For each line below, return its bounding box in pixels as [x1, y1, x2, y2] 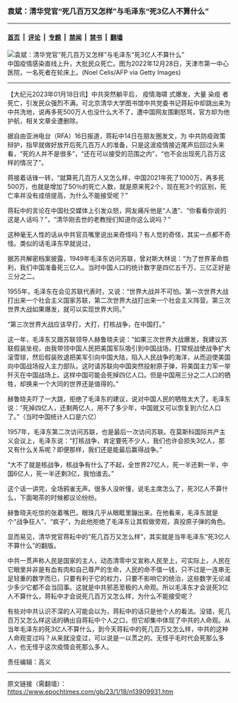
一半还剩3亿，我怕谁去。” [42, 469, 115, 478]
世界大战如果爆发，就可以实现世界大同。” [7, 304, 125, 313]
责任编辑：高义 [7, 658, 51, 666]
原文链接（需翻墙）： [7, 679, 67, 687]
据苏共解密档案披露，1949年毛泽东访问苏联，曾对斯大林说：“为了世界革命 [7, 254, 223, 262]
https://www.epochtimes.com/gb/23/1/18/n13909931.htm [7, 687, 174, 696]
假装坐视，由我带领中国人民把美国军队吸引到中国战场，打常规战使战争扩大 [13, 343, 231, 353]
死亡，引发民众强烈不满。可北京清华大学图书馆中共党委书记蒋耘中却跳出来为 [7, 98, 231, 107]
